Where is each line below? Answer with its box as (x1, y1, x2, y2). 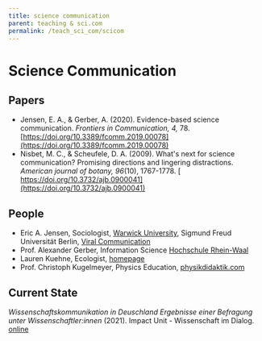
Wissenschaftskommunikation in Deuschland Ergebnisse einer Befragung (8, 307, 253, 317)
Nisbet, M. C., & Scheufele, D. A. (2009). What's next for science (19, 149, 235, 159)
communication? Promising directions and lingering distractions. (19, 158, 234, 168)
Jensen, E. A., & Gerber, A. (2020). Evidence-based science (19, 114, 220, 125)
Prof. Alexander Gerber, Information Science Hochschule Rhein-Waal (19, 245, 249, 255)
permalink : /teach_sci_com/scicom (8, 27, 125, 35)
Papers (8, 94, 45, 107)
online (8, 324, 29, 334)
